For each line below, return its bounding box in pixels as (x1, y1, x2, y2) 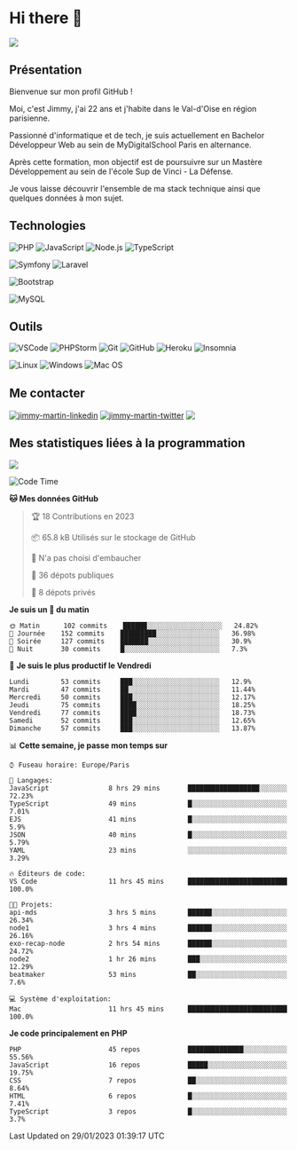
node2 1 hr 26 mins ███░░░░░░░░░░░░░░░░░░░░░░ (9, 954, 288, 964)
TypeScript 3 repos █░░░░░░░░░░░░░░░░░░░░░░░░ (9, 1107, 288, 1116)
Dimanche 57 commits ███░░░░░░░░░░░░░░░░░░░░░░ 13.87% (9, 723, 255, 733)
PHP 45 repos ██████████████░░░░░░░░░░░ (9, 1044, 288, 1054)
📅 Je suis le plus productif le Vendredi (9, 660, 152, 671)
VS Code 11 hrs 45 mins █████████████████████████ (9, 877, 288, 886)
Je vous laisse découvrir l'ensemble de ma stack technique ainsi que (9, 183, 262, 193)
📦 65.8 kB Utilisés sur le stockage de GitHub (30, 532, 197, 542)
